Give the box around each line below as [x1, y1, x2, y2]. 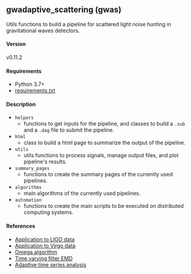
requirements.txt [14, 87, 56, 94]
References [6, 223, 36, 230]
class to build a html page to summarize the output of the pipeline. [23, 139, 186, 147]
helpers [14, 115, 34, 121]
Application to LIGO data [14, 235, 75, 243]
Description [6, 101, 36, 108]
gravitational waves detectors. [6, 27, 80, 34]
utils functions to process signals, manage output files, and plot [23, 152, 179, 159]
